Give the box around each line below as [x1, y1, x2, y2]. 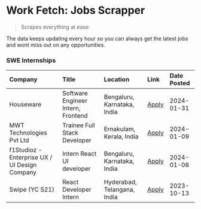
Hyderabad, [103, 178, 138, 186]
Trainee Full [62, 121, 95, 130]
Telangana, [103, 186, 135, 194]
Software [62, 89, 88, 97]
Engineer [62, 97, 88, 105]
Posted [169, 79, 190, 87]
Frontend [62, 112, 88, 120]
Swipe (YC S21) [9, 186, 55, 194]
